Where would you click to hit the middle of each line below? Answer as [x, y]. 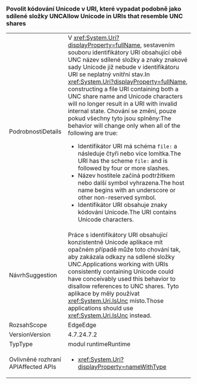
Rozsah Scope [28, 325]
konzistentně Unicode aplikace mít [115, 242]
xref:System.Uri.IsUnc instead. [110, 315]
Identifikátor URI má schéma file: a [128, 147]
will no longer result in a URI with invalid [123, 104]
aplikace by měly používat [103, 294]
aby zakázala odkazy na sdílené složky [121, 257]
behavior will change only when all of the [124, 126]
